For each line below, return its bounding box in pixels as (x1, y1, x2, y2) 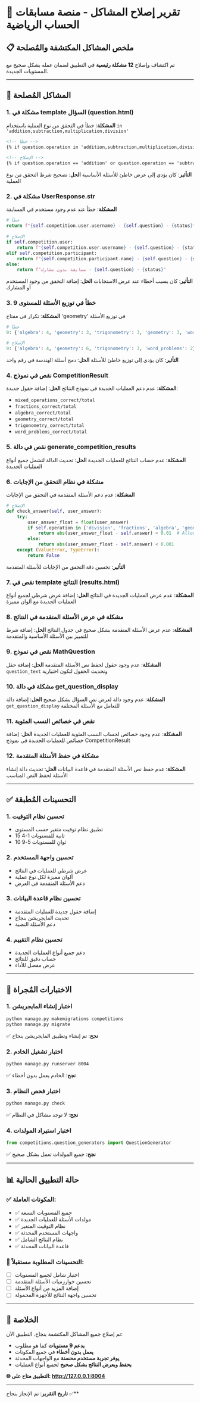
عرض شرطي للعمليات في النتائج (14, 866, 87, 874)
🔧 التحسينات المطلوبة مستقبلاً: (6, 1258, 85, 1266)
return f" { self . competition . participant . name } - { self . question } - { (17, 255, 193, 261)
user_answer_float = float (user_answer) (27, 519, 129, 525)
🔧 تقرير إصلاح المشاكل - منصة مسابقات (6, 5, 180, 19)
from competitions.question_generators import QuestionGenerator (6, 1140, 171, 1146)
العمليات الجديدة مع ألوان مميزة (6, 598, 76, 605)
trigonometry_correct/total (14, 423, 85, 429)
